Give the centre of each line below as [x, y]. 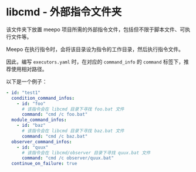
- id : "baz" [31, 126]
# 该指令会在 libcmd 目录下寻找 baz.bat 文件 [73, 131]
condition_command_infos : [43, 98]
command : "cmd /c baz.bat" [55, 136]
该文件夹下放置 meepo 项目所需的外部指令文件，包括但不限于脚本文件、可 [96, 29]
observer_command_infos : [42, 141]
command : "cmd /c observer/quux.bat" [68, 158]
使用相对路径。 [29, 69]
